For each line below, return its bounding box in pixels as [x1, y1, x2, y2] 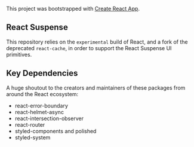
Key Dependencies [6, 68, 78, 78]
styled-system [14, 134, 51, 141]
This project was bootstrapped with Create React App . [6, 5, 140, 12]
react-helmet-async [14, 108, 64, 115]
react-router [14, 121, 45, 128]
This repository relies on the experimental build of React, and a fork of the [6, 38, 188, 45]
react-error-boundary [14, 102, 69, 109]
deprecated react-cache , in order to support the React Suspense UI [6, 44, 172, 51]
